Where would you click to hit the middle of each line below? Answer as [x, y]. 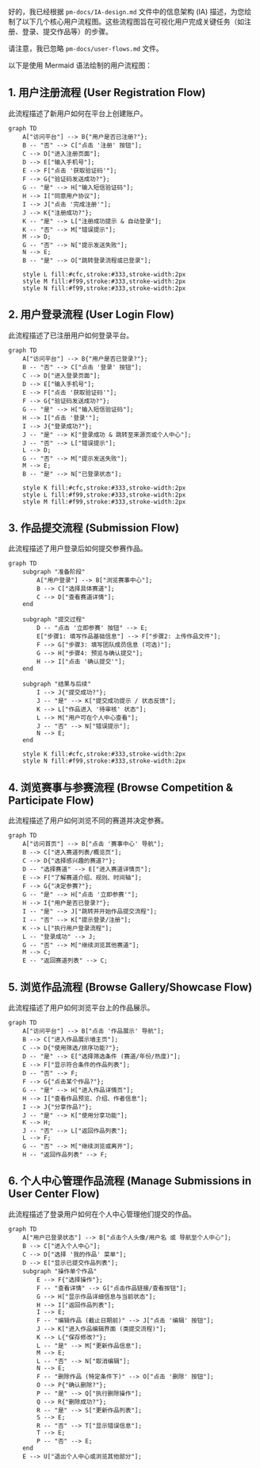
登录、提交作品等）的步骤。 [67, 31]
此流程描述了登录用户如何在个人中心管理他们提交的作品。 [102, 1214]
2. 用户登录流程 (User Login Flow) [91, 315]
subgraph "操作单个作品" [60, 1271]
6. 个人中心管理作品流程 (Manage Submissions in [130, 1181]
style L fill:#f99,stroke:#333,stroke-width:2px [104, 495]
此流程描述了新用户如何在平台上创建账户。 [78, 113]
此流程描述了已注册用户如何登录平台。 [71, 335]
